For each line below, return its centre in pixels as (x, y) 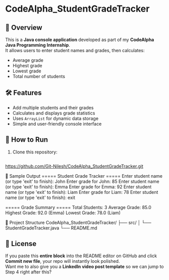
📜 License (21, 244)
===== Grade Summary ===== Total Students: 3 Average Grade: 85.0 (78, 207)
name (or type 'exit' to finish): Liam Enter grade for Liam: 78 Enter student (82, 192)
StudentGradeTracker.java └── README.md (51, 228)
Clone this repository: (35, 152)
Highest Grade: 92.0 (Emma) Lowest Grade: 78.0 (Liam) (63, 213)
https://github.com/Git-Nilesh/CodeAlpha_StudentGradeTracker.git (74, 166)
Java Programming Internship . (38, 45)
